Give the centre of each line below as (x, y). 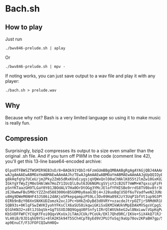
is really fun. (18, 123)
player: (12, 81)
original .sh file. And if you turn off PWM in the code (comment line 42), (78, 156)
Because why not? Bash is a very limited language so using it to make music (83, 117)
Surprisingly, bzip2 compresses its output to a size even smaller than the (80, 151)
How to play (24, 27)
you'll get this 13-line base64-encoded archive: (53, 161)
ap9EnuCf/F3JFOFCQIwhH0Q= (32, 223)
